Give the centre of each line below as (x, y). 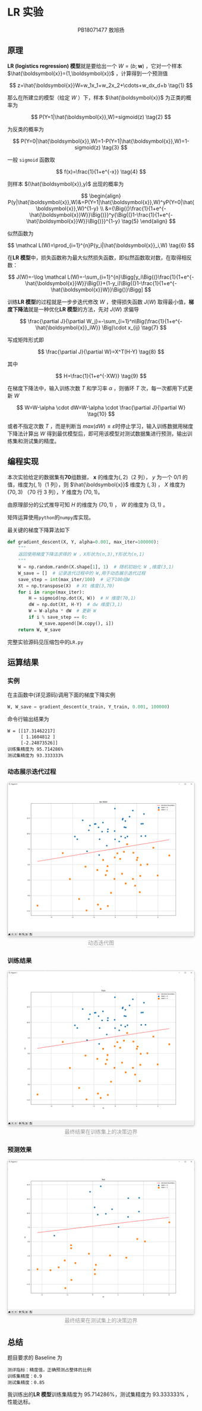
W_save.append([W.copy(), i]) (76, 623)
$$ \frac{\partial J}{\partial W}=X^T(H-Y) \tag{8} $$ (101, 351)
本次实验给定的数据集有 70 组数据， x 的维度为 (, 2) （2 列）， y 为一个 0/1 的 (98, 477)
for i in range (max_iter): (51, 592)
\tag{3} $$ (115, 147)
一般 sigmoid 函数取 (31, 160)
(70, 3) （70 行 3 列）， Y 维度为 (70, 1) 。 (55, 492)
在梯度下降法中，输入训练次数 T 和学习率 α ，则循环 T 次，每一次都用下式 (98, 388)
